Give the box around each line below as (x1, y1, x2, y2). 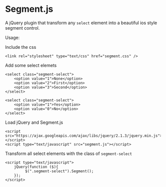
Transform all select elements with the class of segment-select (5, 150, 132, 156)
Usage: (5, 35, 20, 40)
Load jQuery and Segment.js (5, 119, 63, 125)
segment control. (5, 25, 40, 31)
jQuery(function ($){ (14, 164, 58, 169)
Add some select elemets (5, 62, 57, 68)
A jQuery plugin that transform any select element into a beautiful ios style (5, 20, 157, 26)
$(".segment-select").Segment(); (25, 169, 94, 174)
